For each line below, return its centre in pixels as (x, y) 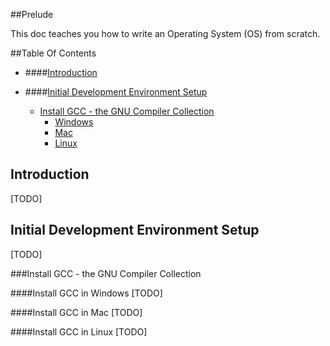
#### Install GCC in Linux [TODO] (79, 331)
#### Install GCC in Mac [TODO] (76, 312)
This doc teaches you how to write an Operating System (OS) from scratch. (165, 33)
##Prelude (32, 14)
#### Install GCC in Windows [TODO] (86, 293)
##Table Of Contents (53, 53)
